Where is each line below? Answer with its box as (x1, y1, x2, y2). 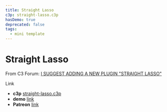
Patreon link (12, 101, 39, 107)
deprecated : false (5, 22, 45, 27)
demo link (12, 96, 34, 102)
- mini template (10, 31, 45, 36)
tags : (5, 27, 17, 32)
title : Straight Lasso (5, 7, 54, 13)
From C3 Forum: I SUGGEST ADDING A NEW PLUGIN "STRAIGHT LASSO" (5, 70, 162, 77)
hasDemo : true (5, 17, 36, 22)
